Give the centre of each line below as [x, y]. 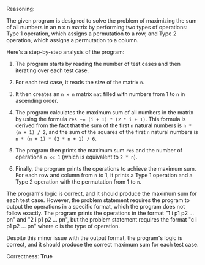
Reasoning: [20, 9]
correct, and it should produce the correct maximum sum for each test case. [102, 244]
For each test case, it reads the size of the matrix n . [80, 82]
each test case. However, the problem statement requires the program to [98, 200]
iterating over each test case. [52, 70]
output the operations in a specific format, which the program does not [96, 207]
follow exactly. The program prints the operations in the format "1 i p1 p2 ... [100, 213]
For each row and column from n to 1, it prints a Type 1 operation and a [104, 175]
